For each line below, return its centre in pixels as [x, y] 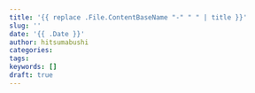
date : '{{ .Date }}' [47, 34]
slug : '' [25, 26]
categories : [31, 50]
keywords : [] [33, 67]
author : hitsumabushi [49, 42]
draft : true [31, 75]
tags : [19, 58]
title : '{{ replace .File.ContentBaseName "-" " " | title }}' [128, 17]
